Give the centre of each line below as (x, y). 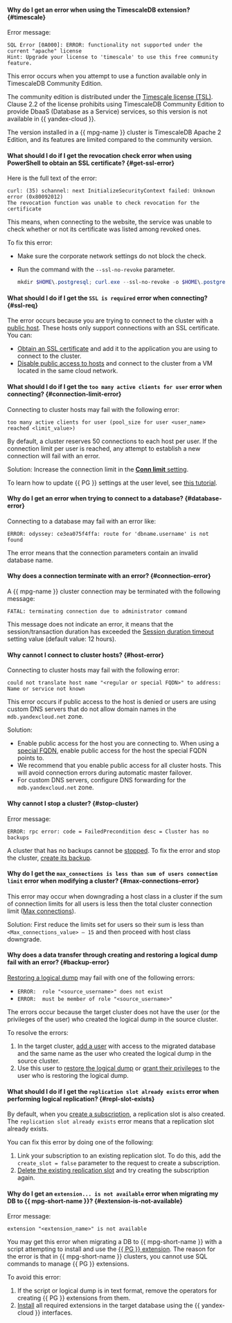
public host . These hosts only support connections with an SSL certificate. (114, 328)
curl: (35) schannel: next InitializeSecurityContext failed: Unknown (111, 191)
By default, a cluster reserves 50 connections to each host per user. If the (112, 441)
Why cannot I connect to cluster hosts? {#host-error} (86, 655)
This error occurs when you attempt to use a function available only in (107, 76)
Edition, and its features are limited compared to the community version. (110, 140)
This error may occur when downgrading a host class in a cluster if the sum (115, 896)
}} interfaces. (54, 1313)
